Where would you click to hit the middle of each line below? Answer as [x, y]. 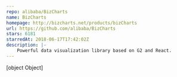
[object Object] [25, 67]
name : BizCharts [26, 17]
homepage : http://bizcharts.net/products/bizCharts [72, 23]
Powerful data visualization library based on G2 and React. [94, 51]
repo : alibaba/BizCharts [37, 12]
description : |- [26, 45]
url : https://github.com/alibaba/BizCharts [61, 28]
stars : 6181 [21, 34]
